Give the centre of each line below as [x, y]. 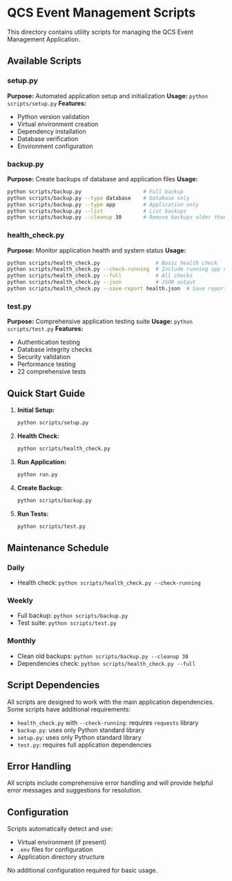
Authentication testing [49, 342]
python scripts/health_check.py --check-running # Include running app [114, 269]
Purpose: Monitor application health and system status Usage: [97, 250]
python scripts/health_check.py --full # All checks [100, 276]
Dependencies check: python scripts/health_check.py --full [106, 663]
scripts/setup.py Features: [47, 103]
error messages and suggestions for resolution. [75, 790]
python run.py [37, 474]
